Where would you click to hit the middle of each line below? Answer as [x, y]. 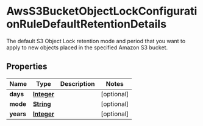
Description [77, 83]
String [42, 103]
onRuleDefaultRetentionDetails [86, 24]
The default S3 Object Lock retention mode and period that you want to [96, 41]
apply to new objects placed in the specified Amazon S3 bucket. [87, 47]
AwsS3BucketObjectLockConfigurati [102, 11]
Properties [27, 67]
